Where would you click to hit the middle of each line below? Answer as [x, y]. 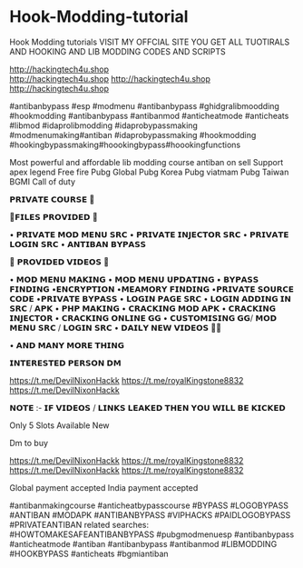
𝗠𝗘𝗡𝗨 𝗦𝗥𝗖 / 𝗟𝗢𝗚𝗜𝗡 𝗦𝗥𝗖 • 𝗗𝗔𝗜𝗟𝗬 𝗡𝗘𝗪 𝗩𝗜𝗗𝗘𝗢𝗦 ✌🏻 [116, 327]
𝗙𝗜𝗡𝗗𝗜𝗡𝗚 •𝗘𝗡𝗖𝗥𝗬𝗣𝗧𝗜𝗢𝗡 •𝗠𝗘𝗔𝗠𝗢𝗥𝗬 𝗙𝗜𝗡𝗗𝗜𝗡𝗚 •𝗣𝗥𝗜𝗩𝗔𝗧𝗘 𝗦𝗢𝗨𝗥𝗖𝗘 [152, 289]
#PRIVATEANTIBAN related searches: [79, 524]
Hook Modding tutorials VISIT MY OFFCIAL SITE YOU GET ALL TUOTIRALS [150, 42]
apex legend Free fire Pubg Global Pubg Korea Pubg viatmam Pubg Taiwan [149, 172]
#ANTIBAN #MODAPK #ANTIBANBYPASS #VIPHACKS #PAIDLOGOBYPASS [150, 514]
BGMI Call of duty [42, 181]
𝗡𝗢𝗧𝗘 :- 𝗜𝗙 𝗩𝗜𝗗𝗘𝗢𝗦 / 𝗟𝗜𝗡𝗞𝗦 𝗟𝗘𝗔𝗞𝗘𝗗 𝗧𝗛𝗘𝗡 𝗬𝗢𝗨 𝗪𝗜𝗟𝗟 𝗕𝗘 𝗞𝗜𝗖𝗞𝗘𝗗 [147, 407]
